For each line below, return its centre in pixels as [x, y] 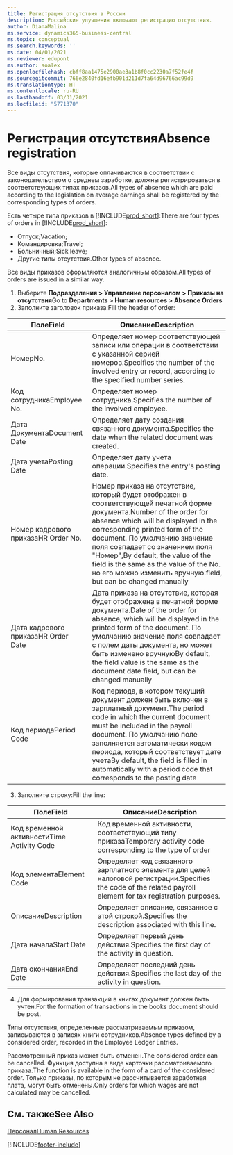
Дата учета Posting [42, 461]
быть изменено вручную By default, [151, 653]
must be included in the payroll [142, 726]
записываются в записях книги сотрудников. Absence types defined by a [114, 1034]
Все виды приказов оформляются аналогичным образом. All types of [109, 272]
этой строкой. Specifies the [142, 916]
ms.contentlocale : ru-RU [43, 91]
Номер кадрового [41, 529]
